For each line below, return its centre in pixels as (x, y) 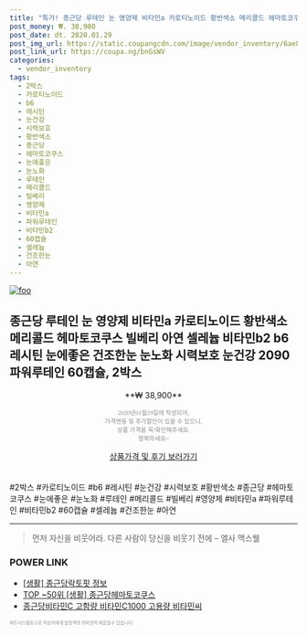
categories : (32, 60)
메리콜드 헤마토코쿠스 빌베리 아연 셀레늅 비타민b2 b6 (149, 339)
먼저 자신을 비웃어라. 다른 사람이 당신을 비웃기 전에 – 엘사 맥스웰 (146, 538)
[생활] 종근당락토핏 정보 (65, 583)
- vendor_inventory (55, 69)
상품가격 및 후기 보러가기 (153, 456)
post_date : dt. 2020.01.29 (61, 35)
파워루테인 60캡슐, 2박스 (76, 372)
